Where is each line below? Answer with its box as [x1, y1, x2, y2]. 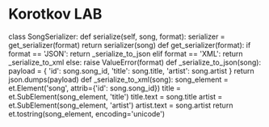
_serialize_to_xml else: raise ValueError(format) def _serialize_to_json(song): [8, 57, 261, 67]
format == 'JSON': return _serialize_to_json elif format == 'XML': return [8, 49, 244, 58]
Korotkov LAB [8, 5, 103, 23]
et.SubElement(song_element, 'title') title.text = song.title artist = [8, 91, 223, 101]
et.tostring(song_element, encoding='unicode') [8, 108, 166, 118]
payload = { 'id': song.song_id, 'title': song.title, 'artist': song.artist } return [8, 66, 254, 75]
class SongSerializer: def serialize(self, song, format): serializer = [8, 32, 225, 41]
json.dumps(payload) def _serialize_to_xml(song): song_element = [8, 74, 229, 84]
